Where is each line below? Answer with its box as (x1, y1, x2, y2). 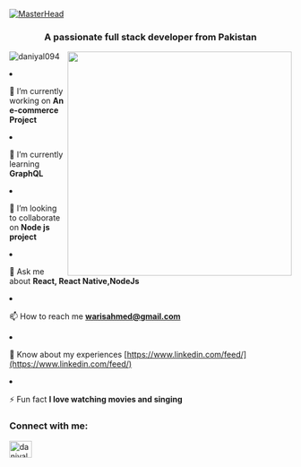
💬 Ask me (9, 266, 45, 277)
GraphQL (9, 169, 44, 179)
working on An (9, 95, 64, 107)
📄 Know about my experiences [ (9, 350, 127, 360)
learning (9, 159, 40, 169)
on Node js (9, 222, 50, 233)
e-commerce (9, 105, 59, 116)
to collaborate (9, 212, 61, 223)
